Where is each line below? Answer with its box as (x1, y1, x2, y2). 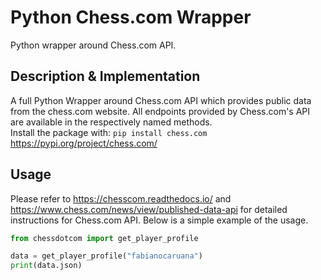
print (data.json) (10, 261, 83, 271)
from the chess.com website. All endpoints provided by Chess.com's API (10, 105, 311, 117)
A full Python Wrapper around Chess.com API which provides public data (10, 94, 312, 106)
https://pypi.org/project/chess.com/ (10, 137, 158, 149)
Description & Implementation (10, 68, 201, 85)
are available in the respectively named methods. (10, 116, 213, 128)
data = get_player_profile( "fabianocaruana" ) (10, 251, 203, 261)
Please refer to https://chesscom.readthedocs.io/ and (10, 192, 232, 205)
